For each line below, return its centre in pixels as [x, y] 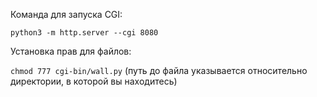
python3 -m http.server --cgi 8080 [84, 33]
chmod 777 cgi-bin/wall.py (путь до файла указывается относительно [159, 70]
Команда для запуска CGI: [66, 14]
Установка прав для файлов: [71, 51]
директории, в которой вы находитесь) [94, 81]
